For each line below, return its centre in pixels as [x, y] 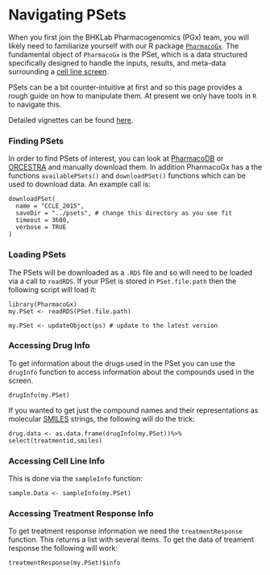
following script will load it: [52, 289]
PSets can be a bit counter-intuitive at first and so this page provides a [125, 87]
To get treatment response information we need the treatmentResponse [126, 531]
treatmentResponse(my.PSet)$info [64, 563]
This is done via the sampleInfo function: [76, 479]
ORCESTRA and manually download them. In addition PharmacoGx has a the [135, 167]
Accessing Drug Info [49, 346]
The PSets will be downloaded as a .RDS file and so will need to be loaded [131, 272]
